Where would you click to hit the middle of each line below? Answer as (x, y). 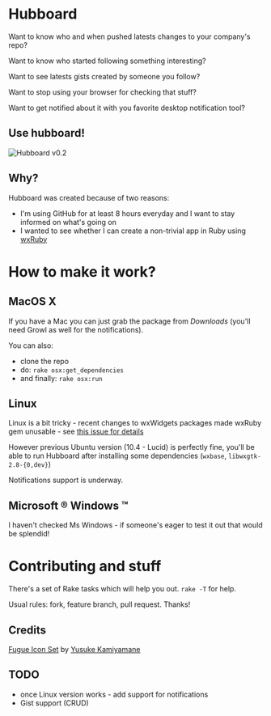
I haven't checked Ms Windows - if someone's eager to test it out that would (135, 525)
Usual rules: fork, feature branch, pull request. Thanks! (100, 604)
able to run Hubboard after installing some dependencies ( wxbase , (118, 456)
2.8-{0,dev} (28, 465)
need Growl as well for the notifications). (76, 329)
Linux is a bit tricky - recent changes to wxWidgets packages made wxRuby (135, 423)
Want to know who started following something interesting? (107, 61)
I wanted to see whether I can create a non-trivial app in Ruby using (133, 231)
